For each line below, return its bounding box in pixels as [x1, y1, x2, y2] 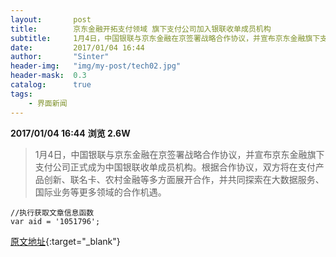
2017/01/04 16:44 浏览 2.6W [10, 127, 131, 139]
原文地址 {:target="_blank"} [10, 235, 121, 247]
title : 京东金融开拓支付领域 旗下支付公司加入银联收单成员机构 [10, 24, 272, 34]
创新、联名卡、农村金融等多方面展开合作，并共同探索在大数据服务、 [43, 173, 325, 185]
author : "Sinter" [10, 52, 110, 62]
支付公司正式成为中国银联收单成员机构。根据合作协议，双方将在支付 [34, 161, 316, 173]
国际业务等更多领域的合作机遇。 [34, 186, 167, 198]
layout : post [10, 14, 92, 25]
